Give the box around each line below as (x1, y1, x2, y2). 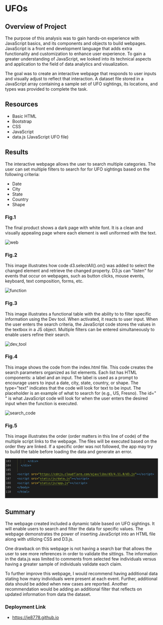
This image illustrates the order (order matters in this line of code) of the (5, 433, 149, 439)
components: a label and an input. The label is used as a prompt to (5, 374, 138, 380)
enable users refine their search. (5, 332, 70, 337)
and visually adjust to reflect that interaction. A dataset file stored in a (5, 76, 144, 81)
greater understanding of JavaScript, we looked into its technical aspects (5, 56, 151, 61)
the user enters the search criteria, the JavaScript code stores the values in (5, 321, 156, 327)
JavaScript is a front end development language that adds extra (5, 46, 132, 51)
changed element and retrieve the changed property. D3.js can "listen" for (5, 268, 154, 273)
